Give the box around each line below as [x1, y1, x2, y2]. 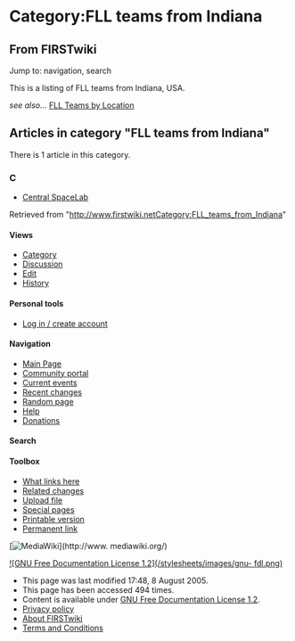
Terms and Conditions [21, 622, 104, 633]
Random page [21, 396, 74, 407]
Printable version [21, 514, 85, 524]
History [21, 278, 50, 289]
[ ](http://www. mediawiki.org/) [9, 540, 168, 551]
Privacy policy [21, 604, 75, 614]
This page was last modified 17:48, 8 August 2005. [21, 575, 209, 586]
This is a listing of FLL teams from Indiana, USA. [9, 83, 185, 93]
